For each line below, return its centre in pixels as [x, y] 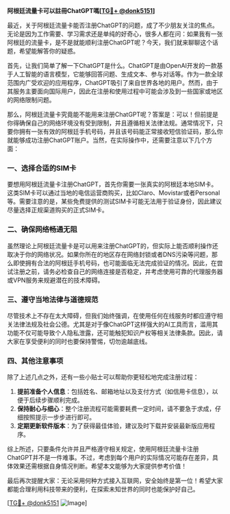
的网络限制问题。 [31, 100]
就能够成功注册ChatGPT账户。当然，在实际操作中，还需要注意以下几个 [107, 140]
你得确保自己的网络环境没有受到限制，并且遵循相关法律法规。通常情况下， [112, 123]
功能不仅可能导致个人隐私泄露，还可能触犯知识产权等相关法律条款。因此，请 [115, 332]
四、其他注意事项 [35, 360]
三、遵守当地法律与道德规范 [53, 299]
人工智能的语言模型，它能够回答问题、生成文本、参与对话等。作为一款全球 [118, 74]
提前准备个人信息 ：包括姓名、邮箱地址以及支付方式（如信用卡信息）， [114, 392]
